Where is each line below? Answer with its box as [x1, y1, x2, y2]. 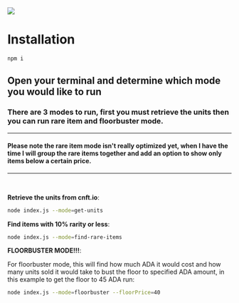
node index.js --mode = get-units [7, 207, 103, 214]
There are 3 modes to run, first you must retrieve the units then [7, 107, 230, 117]
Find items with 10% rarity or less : [7, 220, 110, 228]
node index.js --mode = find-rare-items [7, 233, 122, 241]
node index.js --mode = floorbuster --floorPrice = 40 [7, 289, 161, 297]
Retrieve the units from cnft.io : [7, 192, 100, 202]
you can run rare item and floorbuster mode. [7, 116, 164, 126]
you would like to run [7, 86, 102, 98]
